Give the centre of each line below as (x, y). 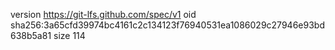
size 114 (69, 35)
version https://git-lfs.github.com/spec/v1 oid (103, 14)
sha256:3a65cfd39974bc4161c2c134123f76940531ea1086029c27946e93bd (167, 25)
